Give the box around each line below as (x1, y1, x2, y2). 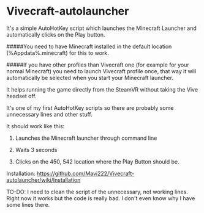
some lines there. (6, 201, 50, 208)
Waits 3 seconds (15, 146, 58, 153)
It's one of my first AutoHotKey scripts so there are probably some (6, 104, 174, 111)
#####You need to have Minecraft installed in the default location (6, 43, 172, 50)
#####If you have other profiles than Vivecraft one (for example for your (6, 61, 190, 68)
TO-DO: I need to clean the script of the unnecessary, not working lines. (6, 188, 188, 195)
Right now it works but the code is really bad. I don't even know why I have (6, 194, 195, 202)
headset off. (6, 92, 37, 99)
